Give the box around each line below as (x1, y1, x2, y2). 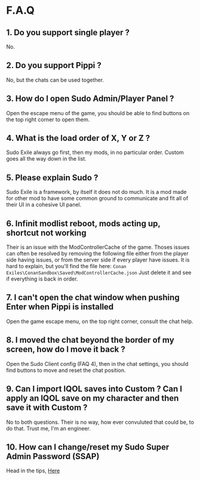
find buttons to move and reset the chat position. (6, 367, 127, 374)
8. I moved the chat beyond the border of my (6, 335, 174, 345)
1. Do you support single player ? (6, 27, 130, 38)
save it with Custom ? (6, 402, 88, 413)
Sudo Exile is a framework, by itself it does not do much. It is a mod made (6, 189, 187, 196)
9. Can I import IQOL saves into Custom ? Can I (6, 384, 183, 394)
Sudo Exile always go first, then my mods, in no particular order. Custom (6, 149, 184, 156)
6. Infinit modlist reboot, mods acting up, (6, 219, 161, 229)
